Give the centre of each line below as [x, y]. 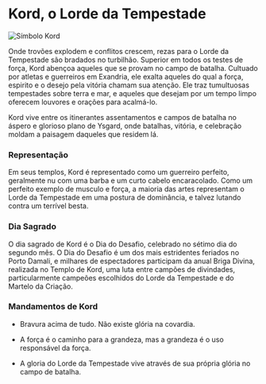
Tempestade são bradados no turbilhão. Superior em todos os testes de [126, 60]
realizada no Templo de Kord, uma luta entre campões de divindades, [122, 269]
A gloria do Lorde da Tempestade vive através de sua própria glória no [135, 363]
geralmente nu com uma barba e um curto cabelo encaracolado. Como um [130, 180]
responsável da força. [55, 347]
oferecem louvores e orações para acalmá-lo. [83, 102]
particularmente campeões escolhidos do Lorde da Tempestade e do [121, 277]
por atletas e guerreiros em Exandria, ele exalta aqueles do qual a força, [126, 76]
